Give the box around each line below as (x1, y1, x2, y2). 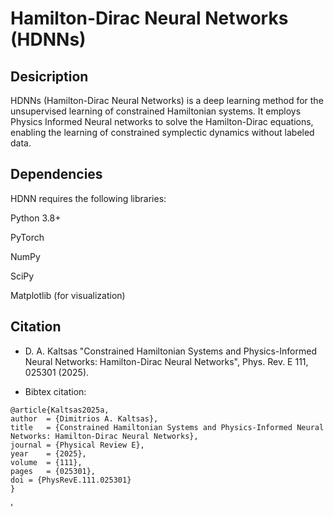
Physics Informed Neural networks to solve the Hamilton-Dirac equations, (10, 116, 314, 127)
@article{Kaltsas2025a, (10, 405, 110, 415)
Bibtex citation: (24, 385, 87, 397)
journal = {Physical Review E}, (10, 440, 145, 450)
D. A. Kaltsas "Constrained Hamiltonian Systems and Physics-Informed (24, 345, 317, 357)
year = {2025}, (10, 448, 87, 459)
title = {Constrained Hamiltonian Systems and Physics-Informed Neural (10, 422, 325, 432)
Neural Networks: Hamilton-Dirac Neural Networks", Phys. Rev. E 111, (24, 355, 309, 367)
